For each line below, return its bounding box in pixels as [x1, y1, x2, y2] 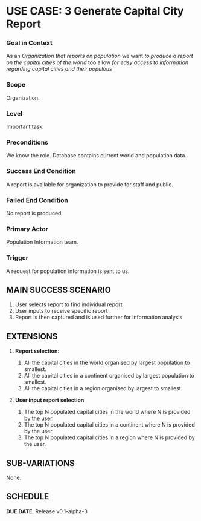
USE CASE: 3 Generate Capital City [6, 4, 184, 18]
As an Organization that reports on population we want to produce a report [6, 53, 193, 60]
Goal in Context [6, 39, 53, 47]
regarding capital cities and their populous [6, 65, 113, 73]
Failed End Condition [6, 195, 68, 204]
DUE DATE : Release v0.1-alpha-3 [6, 507, 88, 515]
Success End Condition [6, 167, 77, 175]
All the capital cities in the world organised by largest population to [24, 359, 190, 367]
